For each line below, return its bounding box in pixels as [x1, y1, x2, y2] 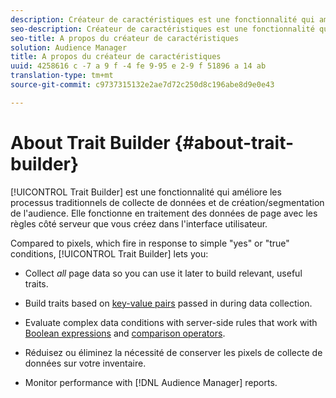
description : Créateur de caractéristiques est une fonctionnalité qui [10, 14, 315, 25]
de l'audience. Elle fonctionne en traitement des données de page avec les [10, 207, 318, 219]
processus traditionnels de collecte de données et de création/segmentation [10, 196, 325, 208]
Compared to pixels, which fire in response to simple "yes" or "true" [10, 237, 290, 249]
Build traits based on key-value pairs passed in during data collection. [24, 297, 313, 309]
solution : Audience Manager [10, 42, 128, 53]
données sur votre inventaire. [24, 357, 147, 369]
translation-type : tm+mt [10, 71, 114, 81]
